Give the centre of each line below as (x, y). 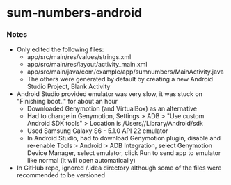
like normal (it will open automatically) (81, 161)
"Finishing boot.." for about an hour (67, 102)
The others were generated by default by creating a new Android (120, 79)
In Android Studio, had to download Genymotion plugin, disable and (124, 138)
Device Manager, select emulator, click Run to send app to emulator (124, 153)
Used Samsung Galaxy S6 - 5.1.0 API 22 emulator (97, 131)
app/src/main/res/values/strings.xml (79, 57)
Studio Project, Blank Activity (69, 87)
